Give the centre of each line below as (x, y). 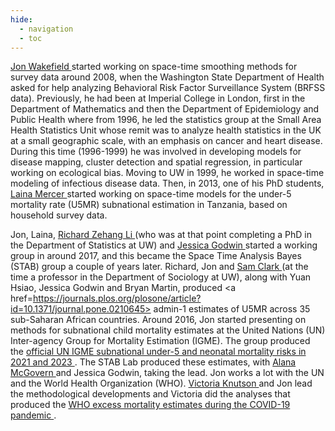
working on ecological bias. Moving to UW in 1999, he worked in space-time (167, 173)
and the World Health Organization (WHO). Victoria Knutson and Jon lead (161, 383)
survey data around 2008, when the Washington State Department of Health (167, 77)
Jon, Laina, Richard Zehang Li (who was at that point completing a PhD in (161, 235)
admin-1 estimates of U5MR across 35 (232, 309)
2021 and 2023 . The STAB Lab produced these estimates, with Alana (153, 362)
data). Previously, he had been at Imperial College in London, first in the (158, 98)
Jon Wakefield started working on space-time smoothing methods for (154, 67)
